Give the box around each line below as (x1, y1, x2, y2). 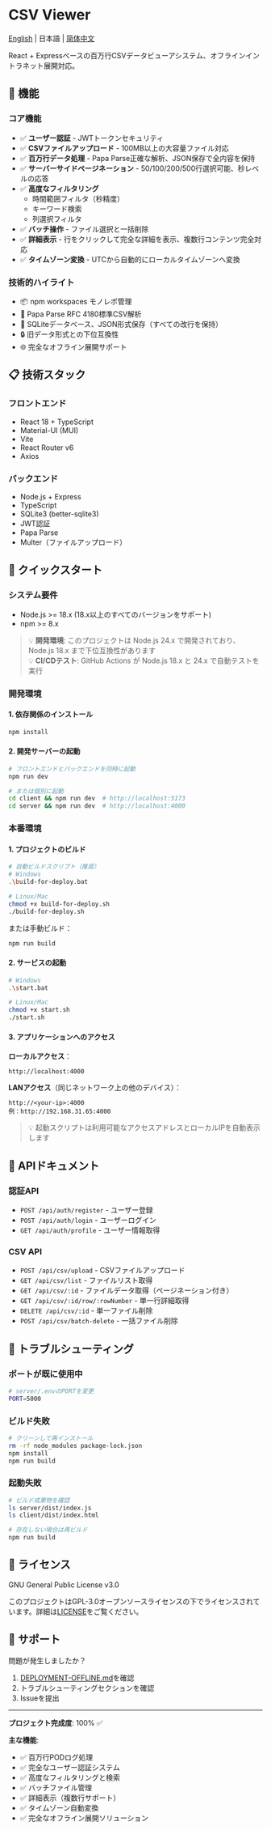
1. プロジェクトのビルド (8, 844, 86, 854)
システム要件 (8, 589, 58, 601)
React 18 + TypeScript (19, 417, 94, 427)
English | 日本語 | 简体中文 (8, 33, 95, 43)
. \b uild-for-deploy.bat (8, 878, 89, 886)
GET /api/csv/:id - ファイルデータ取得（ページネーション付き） (19, 1285, 234, 1296)
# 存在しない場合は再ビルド (8, 1526, 89, 1535)
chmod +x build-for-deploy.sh (8, 900, 110, 908)
